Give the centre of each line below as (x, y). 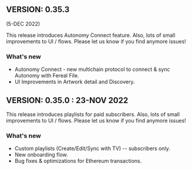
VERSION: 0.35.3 (38, 10)
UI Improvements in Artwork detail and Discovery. (75, 82)
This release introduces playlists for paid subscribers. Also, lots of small (93, 114)
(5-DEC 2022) (23, 23)
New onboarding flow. (41, 155)
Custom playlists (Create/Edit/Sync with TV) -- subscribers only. (92, 148)
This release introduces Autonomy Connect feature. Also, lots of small (91, 35)
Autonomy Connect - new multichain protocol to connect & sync (92, 69)
